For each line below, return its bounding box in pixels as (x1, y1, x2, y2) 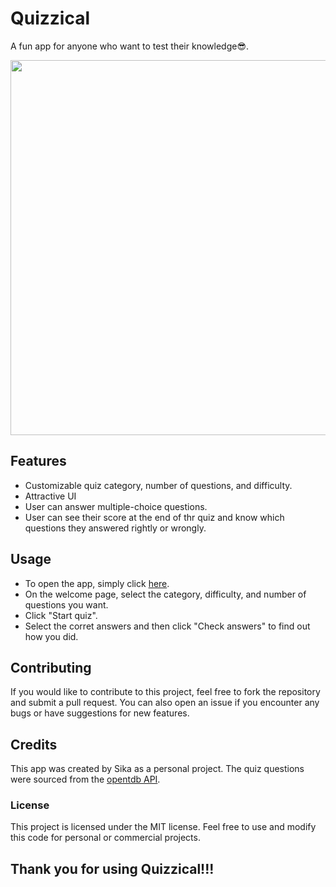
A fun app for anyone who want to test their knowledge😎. (10, 40, 250, 52)
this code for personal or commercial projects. (10, 832, 201, 844)
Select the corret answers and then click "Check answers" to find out (24, 620, 311, 632)
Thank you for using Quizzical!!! (10, 860, 215, 877)
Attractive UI (24, 490, 77, 502)
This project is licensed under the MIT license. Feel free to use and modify (10, 821, 317, 833)
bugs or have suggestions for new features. (10, 707, 190, 719)
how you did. (24, 630, 79, 642)
